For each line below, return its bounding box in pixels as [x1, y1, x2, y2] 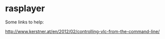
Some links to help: [5, 19, 44, 25]
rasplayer [5, 3, 45, 14]
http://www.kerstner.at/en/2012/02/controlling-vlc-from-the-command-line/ [5, 28, 160, 34]
